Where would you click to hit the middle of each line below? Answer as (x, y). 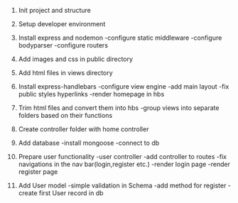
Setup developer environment (62, 24)
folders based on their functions (65, 115)
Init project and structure (55, 10)
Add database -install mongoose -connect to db (89, 143)
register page (38, 172)
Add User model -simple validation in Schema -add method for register (122, 185)
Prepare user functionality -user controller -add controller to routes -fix (122, 157)
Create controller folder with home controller (83, 129)
